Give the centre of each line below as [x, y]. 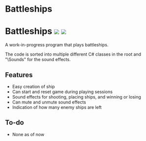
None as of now [28, 134]
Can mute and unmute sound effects [49, 102]
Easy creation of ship [34, 86]
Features [19, 75]
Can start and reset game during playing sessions [62, 92]
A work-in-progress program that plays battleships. [57, 45]
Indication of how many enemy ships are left [57, 107]
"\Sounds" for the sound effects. [38, 60]
